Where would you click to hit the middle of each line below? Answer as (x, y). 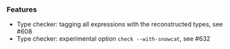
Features (22, 10)
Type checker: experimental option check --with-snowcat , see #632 (113, 39)
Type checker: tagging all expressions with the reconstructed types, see (120, 24)
